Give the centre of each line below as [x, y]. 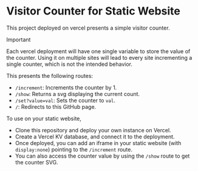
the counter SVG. [37, 162]
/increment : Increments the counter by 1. [66, 87]
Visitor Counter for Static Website [93, 11]
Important [19, 39]
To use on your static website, [44, 118]
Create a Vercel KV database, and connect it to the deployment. [95, 137]
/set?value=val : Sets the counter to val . [65, 100]
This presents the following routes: [50, 76]
